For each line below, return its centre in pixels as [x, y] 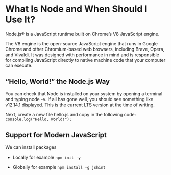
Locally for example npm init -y [46, 157]
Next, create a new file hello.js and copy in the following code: [71, 114]
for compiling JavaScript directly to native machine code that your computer [86, 60]
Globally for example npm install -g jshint [59, 167]
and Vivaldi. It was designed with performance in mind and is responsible [82, 55]
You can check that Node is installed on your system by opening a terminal [84, 94]
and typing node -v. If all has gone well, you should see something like [79, 99]
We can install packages [31, 147]
